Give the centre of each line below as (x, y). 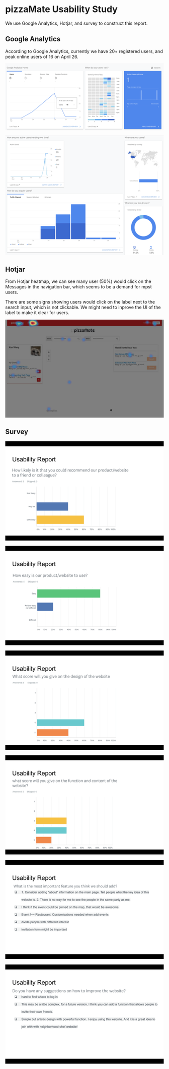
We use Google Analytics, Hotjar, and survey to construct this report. (76, 23)
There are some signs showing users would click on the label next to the (80, 302)
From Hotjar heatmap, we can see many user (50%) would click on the (78, 281)
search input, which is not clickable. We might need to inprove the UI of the (83, 307)
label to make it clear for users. (37, 313)
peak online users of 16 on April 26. (42, 56)
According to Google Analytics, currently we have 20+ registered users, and (84, 51)
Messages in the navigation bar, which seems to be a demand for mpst (78, 287)
